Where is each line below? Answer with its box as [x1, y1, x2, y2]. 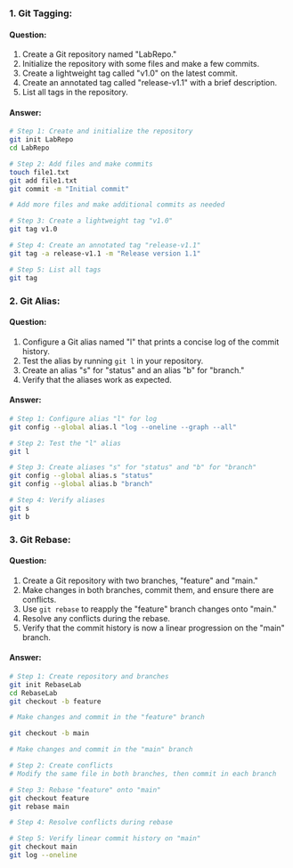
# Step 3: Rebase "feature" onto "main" [9, 785, 162, 794]
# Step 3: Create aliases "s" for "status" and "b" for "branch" [9, 463, 256, 472]
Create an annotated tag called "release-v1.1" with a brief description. [21, 77, 278, 88]
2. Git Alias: [9, 295, 61, 307]
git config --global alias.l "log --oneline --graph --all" [9, 422, 238, 432]
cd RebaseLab [9, 688, 58, 697]
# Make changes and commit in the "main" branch [9, 745, 193, 754]
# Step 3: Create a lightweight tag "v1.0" [9, 216, 174, 225]
